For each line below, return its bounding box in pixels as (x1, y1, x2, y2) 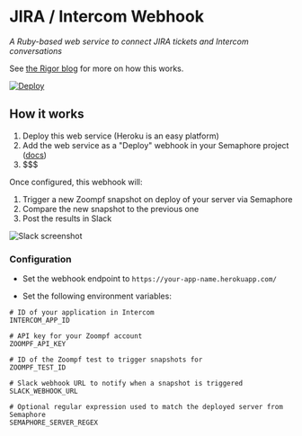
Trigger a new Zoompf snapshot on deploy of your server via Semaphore (22, 193, 293, 204)
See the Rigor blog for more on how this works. (9, 63, 184, 74)
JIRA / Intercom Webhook (9, 6, 205, 27)
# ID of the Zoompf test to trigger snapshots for (9, 355, 203, 365)
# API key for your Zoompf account (9, 332, 143, 341)
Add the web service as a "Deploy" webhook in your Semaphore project (22, 139, 289, 150)
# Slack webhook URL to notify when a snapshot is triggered (9, 379, 244, 388)
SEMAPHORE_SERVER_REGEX (9, 418, 99, 428)
